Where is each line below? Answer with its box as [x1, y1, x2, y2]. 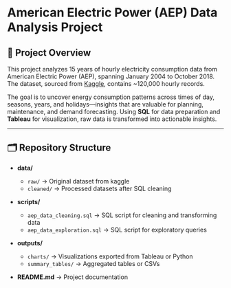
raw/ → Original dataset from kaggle [27, 177, 130, 185]
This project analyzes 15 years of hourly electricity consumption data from [7, 65, 218, 73]
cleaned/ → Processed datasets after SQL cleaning [27, 184, 172, 192]
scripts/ [16, 197, 41, 206]
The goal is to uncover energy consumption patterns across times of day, [7, 93, 215, 101]
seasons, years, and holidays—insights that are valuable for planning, [7, 100, 204, 108]
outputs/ [16, 239, 43, 247]
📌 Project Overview [7, 47, 91, 58]
